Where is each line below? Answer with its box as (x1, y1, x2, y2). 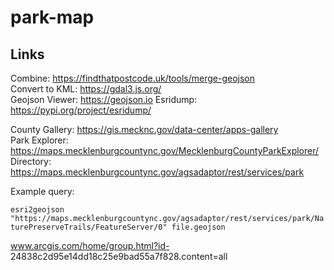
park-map (10, 6, 95, 29)
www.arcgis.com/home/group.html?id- (10, 240, 170, 251)
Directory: (10, 156, 52, 167)
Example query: (10, 186, 75, 197)
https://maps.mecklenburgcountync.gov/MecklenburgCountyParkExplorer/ (10, 145, 320, 156)
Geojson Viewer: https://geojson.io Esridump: (10, 94, 198, 105)
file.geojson (171, 222, 226, 232)
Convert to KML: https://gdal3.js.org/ (10, 83, 162, 95)
